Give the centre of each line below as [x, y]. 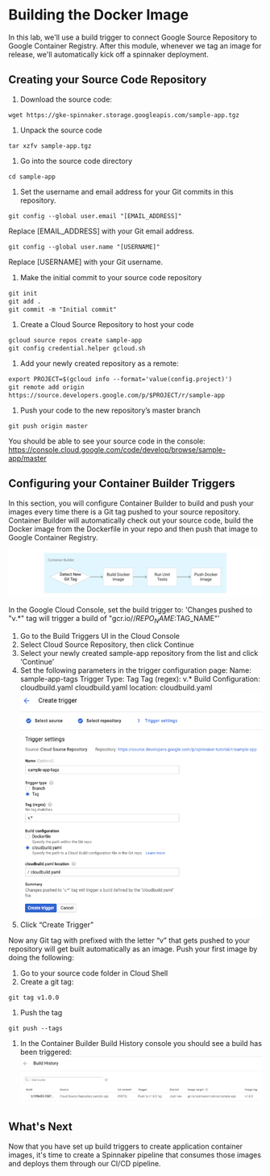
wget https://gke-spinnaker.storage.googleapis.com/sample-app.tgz [124, 115]
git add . [25, 301]
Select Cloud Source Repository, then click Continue [107, 645]
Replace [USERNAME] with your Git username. [86, 262]
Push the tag [41, 1013]
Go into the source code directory [76, 161]
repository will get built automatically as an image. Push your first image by [133, 949]
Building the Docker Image [99, 15]
